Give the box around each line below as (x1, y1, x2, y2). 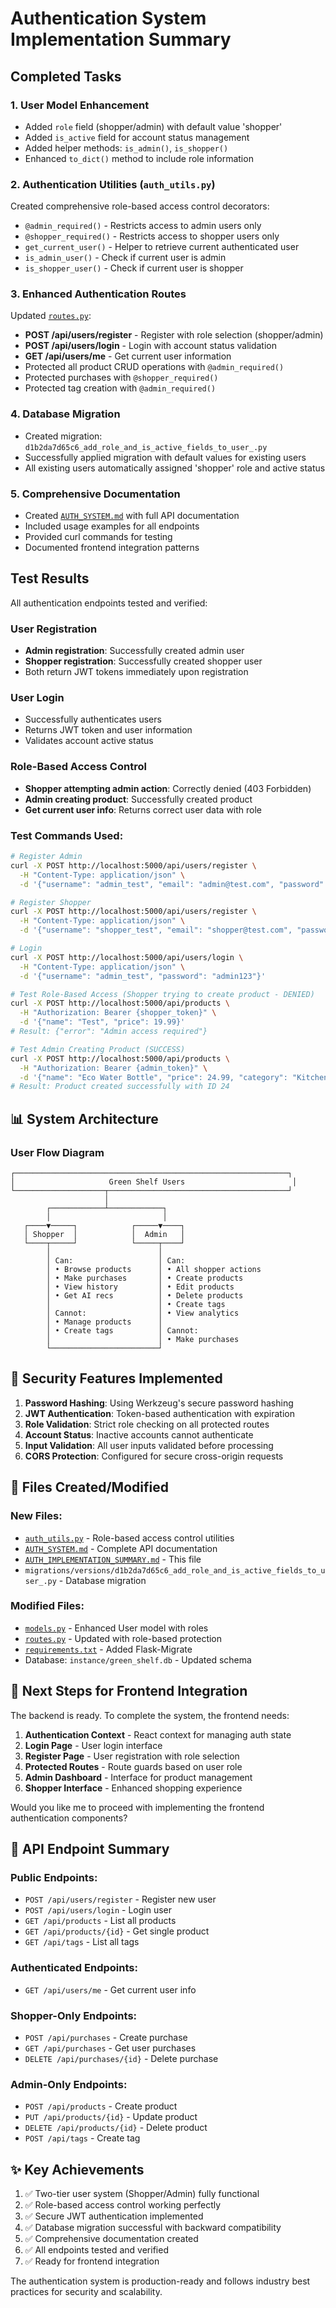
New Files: (10, 1509, 63, 1523)
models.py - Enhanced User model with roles (24, 1622, 209, 1634)
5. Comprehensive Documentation (10, 487, 181, 501)
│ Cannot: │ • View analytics (46, 1308, 240, 1318)
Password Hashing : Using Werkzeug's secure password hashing (24, 1397, 294, 1409)
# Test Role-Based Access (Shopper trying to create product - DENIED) (10, 989, 315, 999)
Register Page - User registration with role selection (24, 1750, 240, 1762)
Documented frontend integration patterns (24, 542, 200, 554)
